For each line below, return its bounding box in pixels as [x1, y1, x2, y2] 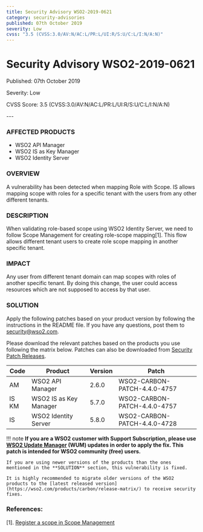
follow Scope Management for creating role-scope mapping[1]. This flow [6, 231, 187, 238]
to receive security [144, 485, 196, 492]
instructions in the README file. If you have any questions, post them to [6, 321, 185, 329]
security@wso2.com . [6, 327, 59, 335]
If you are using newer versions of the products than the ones [6, 459, 172, 465]
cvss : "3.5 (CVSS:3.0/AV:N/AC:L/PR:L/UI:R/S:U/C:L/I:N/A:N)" [6, 31, 164, 38]
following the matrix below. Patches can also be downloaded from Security [6, 346, 193, 353]
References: [6, 505, 43, 513]
